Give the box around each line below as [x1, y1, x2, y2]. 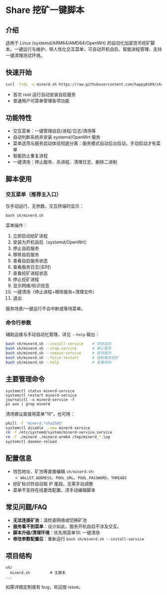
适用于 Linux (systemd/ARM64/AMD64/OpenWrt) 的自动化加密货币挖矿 [5, 40, 151, 46]
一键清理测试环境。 [5, 53, 45, 58]
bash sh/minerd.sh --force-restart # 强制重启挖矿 [5, 355, 119, 360]
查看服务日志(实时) [12, 264, 52, 270]
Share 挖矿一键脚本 [5, 4, 85, 16]
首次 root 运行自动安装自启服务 [12, 91, 76, 97]
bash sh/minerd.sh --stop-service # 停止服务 [5, 346, 112, 351]
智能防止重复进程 [12, 153, 48, 159]
